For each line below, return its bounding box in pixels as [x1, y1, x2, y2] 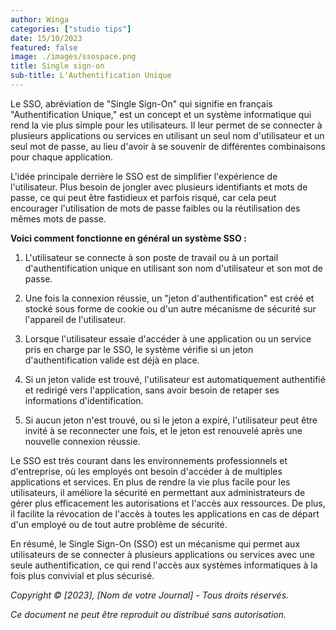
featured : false [10, 42, 78, 53]
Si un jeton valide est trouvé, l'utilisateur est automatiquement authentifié [24, 373, 326, 385]
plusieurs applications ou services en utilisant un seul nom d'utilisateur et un [10, 129, 325, 141]
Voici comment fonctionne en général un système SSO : [10, 232, 247, 244]
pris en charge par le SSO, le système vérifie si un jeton [24, 343, 254, 355]
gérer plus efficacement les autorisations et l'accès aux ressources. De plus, [10, 497, 326, 509]
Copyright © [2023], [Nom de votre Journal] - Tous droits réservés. [10, 589, 290, 601]
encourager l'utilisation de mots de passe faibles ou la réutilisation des [10, 202, 301, 214]
